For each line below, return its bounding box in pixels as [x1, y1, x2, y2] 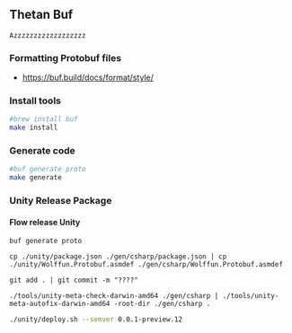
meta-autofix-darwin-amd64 [9, 300, 111, 309]
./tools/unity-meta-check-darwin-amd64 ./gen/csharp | [9, 292, 219, 301]
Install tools [9, 94, 61, 107]
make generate [9, 173, 63, 182]
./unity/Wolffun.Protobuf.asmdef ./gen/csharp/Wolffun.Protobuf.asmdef [9, 260, 283, 269]
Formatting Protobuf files [9, 51, 122, 64]
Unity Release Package [9, 195, 112, 207]
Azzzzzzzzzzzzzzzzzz [9, 31, 87, 39]
